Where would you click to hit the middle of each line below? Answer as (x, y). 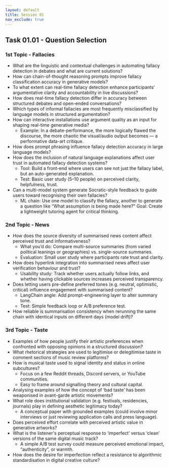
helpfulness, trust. (39, 185)
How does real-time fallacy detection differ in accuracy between (79, 98)
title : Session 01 (25, 15)
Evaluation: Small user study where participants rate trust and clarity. (92, 257)
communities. (34, 379)
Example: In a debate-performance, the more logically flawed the (88, 131)
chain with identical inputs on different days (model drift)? (73, 317)
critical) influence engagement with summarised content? (73, 290)
